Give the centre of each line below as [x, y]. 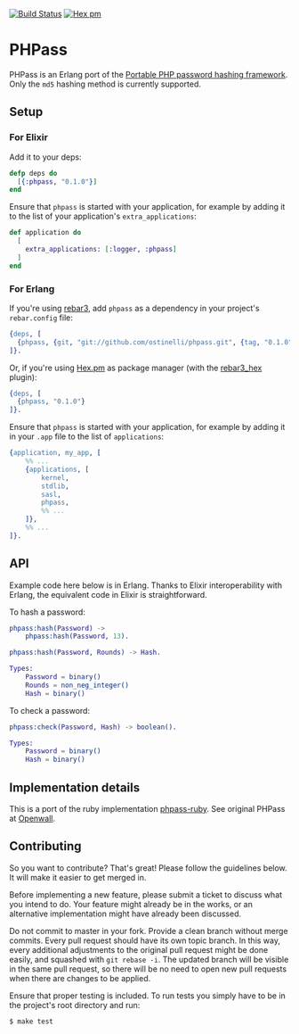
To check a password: [50, 710]
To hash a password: [48, 612]
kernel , [55, 477]
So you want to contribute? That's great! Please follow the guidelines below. [148, 868]
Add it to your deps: [45, 157]
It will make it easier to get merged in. [78, 877]
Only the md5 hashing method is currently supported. [105, 84]
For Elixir [29, 137]
